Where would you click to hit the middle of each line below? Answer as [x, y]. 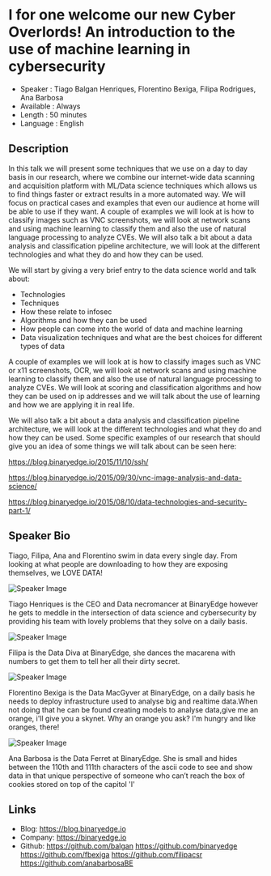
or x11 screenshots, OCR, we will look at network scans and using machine [133, 370]
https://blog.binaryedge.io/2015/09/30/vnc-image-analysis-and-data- [125, 477]
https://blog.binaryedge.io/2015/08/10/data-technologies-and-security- [128, 502]
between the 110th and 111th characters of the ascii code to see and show [131, 767]
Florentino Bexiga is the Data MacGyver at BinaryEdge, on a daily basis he [132, 692]
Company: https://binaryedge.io [73, 838]
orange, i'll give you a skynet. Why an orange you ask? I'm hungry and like [132, 718]
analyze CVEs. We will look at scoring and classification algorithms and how [135, 387]
